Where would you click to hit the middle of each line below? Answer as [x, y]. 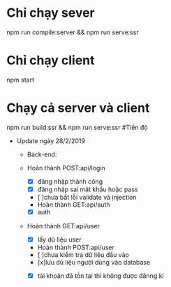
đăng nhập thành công [70, 181]
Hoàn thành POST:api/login [66, 168]
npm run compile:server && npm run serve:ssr [73, 32]
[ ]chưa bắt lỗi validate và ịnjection [87, 197]
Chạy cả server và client [78, 108]
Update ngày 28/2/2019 [51, 140]
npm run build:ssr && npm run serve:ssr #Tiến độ [77, 127]
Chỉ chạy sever [51, 13]
